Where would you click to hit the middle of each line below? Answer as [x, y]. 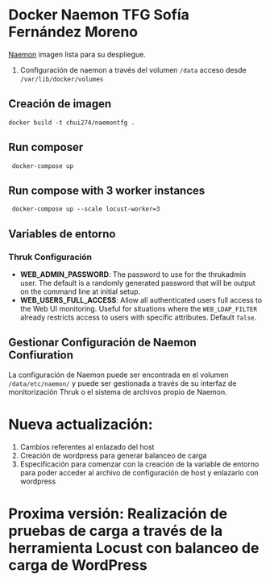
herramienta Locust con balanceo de [134, 548]
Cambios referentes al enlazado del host [87, 446]
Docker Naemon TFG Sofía [99, 15]
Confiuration [41, 356]
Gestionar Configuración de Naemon [103, 343]
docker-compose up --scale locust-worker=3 [86, 209]
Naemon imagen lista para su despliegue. [77, 54]
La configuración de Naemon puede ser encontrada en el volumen [118, 375]
